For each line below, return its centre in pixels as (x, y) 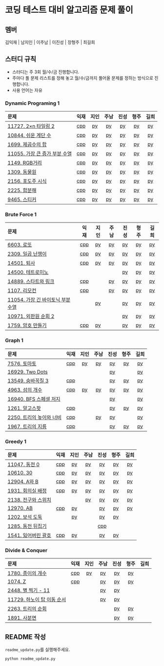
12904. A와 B (23, 481)
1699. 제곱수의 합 (27, 145)
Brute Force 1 (21, 215)
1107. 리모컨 (22, 290)
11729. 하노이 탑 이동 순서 (37, 599)
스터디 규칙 (21, 59)
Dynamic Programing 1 (32, 103)
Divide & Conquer (26, 550)
